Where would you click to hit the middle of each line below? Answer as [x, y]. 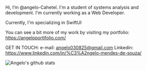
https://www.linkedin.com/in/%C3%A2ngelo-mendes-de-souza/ [73, 53]
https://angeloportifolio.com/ [36, 38]
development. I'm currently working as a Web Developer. [65, 13]
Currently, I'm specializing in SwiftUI [44, 23]
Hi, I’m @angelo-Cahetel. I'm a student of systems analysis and [72, 7]
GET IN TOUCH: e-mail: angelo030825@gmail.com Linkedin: [69, 47]
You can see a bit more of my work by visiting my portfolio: [67, 32]
